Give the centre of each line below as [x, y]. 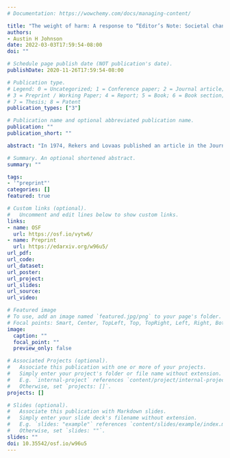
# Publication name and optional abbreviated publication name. [101, 121]
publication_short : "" [39, 133]
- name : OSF [24, 227]
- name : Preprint [32, 240]
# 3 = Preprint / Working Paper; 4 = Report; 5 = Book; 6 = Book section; [116, 95]
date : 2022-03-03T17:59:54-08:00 [55, 45]
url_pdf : [20, 253]
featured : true [29, 196]
